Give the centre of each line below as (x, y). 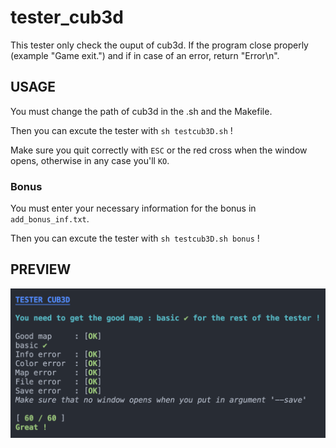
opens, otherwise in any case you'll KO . (90, 160)
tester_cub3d (67, 17)
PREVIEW (41, 269)
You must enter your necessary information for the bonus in (133, 208)
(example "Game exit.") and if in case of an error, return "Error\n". (145, 55)
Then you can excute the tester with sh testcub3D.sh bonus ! (135, 238)
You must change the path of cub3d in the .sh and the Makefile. (141, 111)
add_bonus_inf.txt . (50, 219)
